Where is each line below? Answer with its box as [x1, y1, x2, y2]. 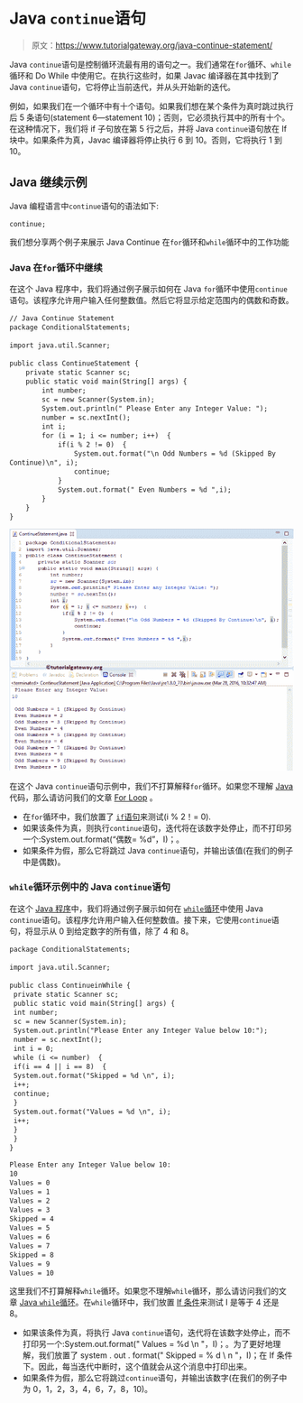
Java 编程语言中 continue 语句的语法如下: [9, 200, 160, 211]
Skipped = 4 [9, 1214, 54, 1223]
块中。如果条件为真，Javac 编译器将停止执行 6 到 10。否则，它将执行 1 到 [9, 134, 282, 145]
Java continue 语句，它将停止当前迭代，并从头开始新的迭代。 [9, 81, 236, 92]
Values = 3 [9, 1205, 50, 1214]
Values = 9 [9, 1260, 50, 1269]
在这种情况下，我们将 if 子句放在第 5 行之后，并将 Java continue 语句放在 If [9, 123, 287, 134]
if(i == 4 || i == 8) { [13, 1062, 106, 1071]
